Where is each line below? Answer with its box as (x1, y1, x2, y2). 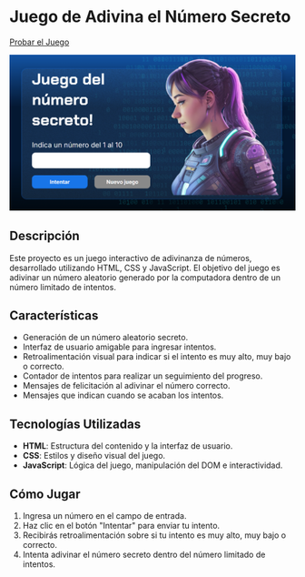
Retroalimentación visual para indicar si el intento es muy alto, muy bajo (22, 351, 291, 362)
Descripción (9, 228, 80, 244)
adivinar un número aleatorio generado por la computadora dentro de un (9, 271, 281, 283)
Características (9, 308, 99, 324)
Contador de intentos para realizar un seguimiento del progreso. (22, 370, 263, 381)
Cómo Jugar (9, 486, 81, 501)
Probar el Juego (9, 36, 70, 47)
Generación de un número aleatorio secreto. (22, 332, 189, 343)
